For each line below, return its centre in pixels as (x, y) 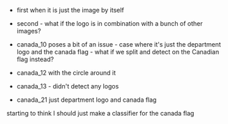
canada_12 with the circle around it (66, 73)
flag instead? (35, 59)
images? (29, 31)
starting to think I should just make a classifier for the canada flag (100, 113)
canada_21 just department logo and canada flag (86, 100)
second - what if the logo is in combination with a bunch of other (109, 23)
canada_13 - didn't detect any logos (68, 86)
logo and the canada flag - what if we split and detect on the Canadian (118, 52)
